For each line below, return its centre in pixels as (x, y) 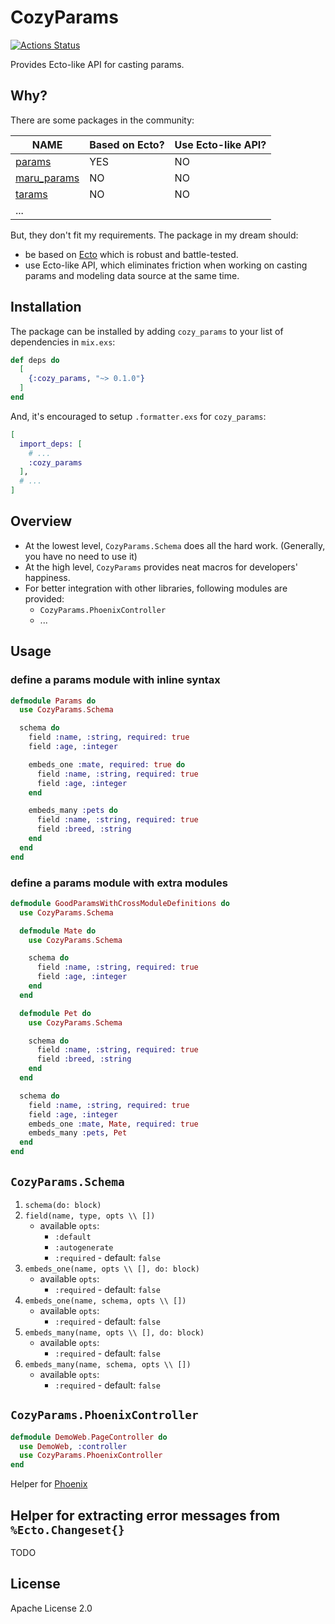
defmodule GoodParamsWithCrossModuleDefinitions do (120, 903)
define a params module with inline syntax (115, 680)
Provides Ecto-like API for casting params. (97, 64)
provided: (44, 598)
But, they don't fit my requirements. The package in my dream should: (154, 235)
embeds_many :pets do (73, 811)
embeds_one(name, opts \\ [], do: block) (112, 1269)
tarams (31, 194)
